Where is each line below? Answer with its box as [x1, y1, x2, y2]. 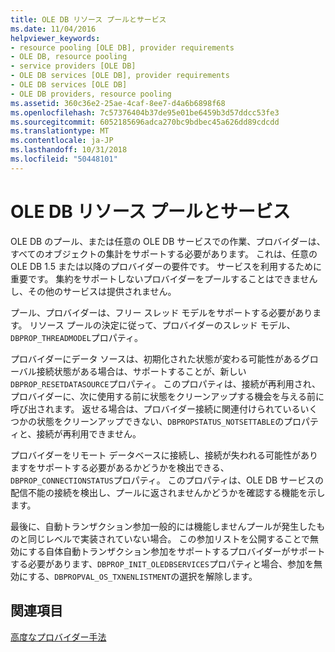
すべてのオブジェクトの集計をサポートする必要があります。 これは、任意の [10, 247, 318, 260]
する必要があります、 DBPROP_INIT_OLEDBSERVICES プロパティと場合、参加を [10, 557, 315, 570]
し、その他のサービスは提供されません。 [10, 285, 177, 297]
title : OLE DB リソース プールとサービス [10, 14, 167, 25]
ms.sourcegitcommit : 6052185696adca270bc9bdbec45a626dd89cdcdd [10, 117, 280, 127]
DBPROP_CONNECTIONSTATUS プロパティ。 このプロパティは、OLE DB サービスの [10, 474, 325, 486]
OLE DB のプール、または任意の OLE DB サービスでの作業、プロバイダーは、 [10, 235, 326, 247]
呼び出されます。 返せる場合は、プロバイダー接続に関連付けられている [10, 402, 301, 415]
